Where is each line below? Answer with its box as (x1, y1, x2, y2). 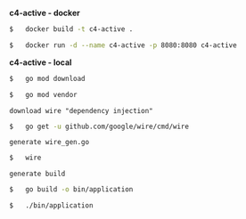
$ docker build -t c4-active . (9, 25, 134, 34)
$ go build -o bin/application (9, 185, 134, 194)
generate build (9, 169, 66, 179)
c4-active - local (9, 57, 72, 68)
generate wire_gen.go (9, 138, 90, 147)
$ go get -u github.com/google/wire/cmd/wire (9, 122, 190, 131)
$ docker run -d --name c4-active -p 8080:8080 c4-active (9, 40, 238, 50)
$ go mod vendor (9, 90, 78, 99)
